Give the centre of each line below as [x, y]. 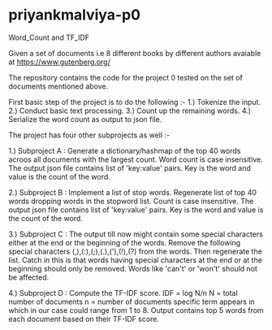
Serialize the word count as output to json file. [85, 119]
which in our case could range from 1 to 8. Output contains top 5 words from [136, 310]
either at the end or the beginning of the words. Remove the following [125, 242]
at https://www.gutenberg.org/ [60, 62]
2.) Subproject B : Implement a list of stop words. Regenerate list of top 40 [133, 192]
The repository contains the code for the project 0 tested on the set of [126, 77]
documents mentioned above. [58, 86]
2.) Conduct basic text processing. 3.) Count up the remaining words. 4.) [130, 111]
